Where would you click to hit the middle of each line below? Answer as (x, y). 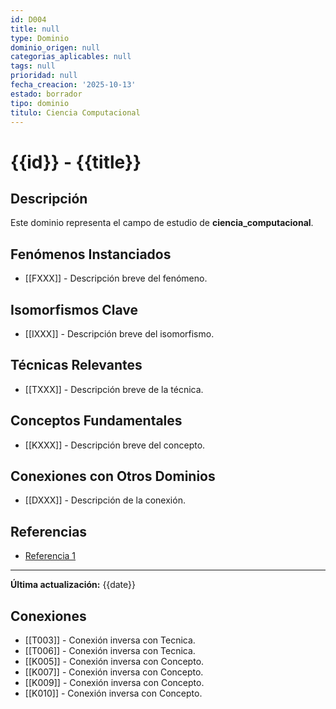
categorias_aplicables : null (71, 57)
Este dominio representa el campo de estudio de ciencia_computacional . (162, 223)
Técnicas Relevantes (76, 365)
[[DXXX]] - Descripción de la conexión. (105, 500)
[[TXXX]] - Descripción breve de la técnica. (114, 389)
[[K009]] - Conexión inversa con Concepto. (114, 683)
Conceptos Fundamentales (96, 421)
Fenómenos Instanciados (91, 254)
